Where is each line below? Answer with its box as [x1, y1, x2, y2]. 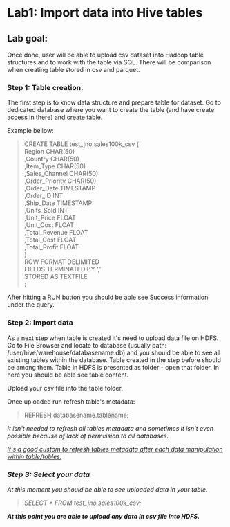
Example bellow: [7, 127, 54, 135]
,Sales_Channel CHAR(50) [23, 170, 99, 178]
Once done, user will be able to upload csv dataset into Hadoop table [7, 51, 204, 59]
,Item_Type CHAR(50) [23, 162, 86, 170]
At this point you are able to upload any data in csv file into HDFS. [7, 512, 200, 520]
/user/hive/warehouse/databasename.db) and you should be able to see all [7, 348, 221, 357]
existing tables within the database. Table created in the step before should [7, 355, 221, 364]
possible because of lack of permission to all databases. [7, 431, 169, 440]
